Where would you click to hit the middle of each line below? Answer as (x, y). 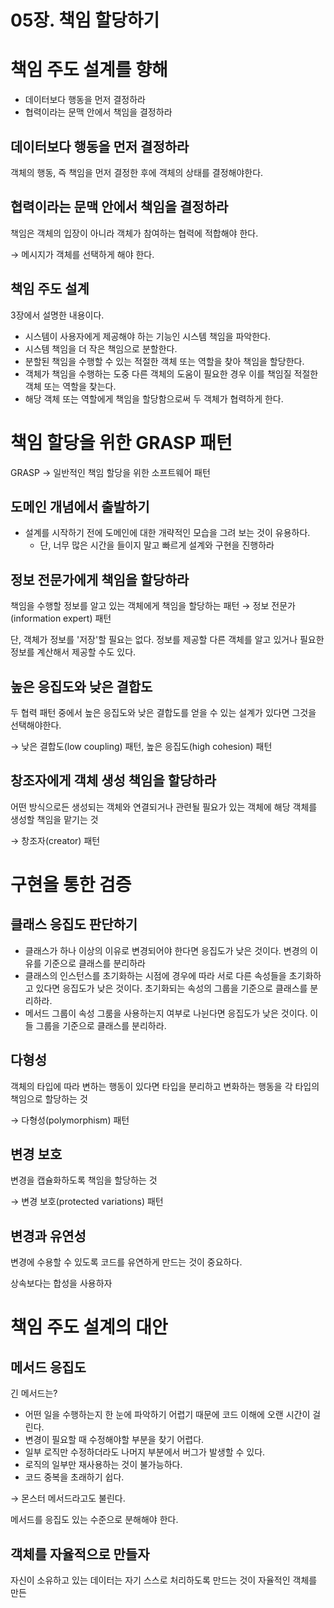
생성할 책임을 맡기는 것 (54, 819)
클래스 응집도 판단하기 (74, 924)
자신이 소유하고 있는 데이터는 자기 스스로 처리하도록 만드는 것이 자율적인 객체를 (164, 1580)
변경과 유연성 (48, 1236)
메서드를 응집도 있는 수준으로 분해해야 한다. (94, 1520)
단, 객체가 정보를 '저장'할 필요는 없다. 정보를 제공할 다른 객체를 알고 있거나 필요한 (167, 640)
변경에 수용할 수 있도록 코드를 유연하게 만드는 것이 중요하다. (126, 1262)
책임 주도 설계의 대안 (89, 1327)
